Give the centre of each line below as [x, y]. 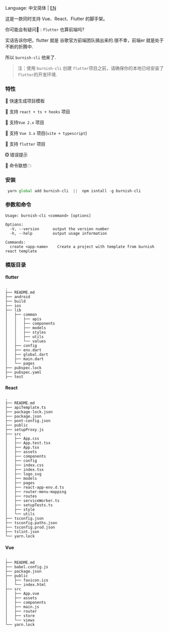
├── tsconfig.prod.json [30, 528]
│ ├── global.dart [27, 355]
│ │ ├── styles [26, 332]
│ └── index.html [26, 585]
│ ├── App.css [22, 439]
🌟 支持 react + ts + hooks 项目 [38, 112]
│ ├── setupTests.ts [29, 505]
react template [21, 251]
